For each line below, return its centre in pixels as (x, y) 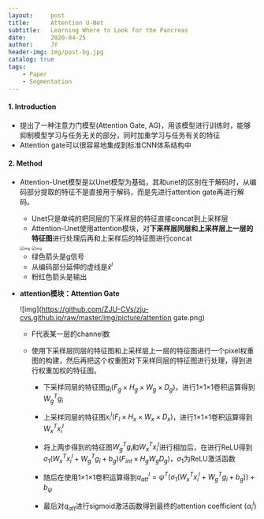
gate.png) (189, 317)
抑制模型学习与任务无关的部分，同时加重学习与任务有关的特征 (120, 135)
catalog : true (32, 60)
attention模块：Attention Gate (69, 293)
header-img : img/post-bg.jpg (56, 52)
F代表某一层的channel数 (71, 334)
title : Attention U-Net (56, 23)
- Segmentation (47, 81)
